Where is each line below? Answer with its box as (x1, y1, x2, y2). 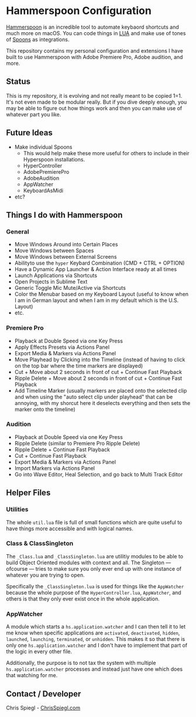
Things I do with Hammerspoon (6, 210, 123, 220)
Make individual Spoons (14, 143, 73, 150)
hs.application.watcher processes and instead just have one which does (6, 665, 183, 673)
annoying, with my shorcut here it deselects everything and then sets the (14, 399, 191, 406)
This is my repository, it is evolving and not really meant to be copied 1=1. (6, 92, 183, 99)
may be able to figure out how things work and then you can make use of (6, 104, 183, 112)
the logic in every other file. (6, 648, 72, 655)
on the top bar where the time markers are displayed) (14, 362, 143, 369)
